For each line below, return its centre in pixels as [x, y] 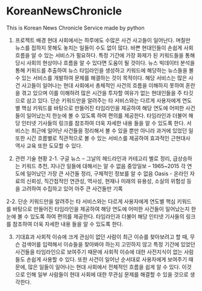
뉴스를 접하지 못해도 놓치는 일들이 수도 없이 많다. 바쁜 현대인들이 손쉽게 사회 [104, 48]
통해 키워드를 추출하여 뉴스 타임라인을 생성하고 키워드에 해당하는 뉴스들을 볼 [104, 70]
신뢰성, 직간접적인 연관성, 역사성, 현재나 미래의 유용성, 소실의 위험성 [106, 181]
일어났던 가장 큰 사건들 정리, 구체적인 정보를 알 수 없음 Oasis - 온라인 [107, 174]
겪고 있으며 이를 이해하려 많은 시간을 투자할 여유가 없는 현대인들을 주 [102, 93]
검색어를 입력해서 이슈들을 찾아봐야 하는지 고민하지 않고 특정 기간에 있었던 [109, 244]
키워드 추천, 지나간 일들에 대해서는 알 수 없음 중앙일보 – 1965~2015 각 [103, 166]
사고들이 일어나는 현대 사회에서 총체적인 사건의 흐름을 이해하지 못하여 [103, 85]
